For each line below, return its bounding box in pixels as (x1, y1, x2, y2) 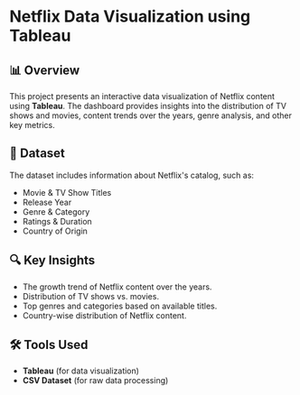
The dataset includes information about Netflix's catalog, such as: (9, 170, 255, 180)
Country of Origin (22, 225, 89, 236)
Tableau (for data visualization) (22, 365, 140, 376)
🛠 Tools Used (9, 337, 89, 353)
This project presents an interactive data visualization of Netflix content (9, 91, 276, 101)
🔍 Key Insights (9, 253, 96, 268)
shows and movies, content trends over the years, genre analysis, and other (9, 110, 292, 121)
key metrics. (9, 120, 56, 130)
